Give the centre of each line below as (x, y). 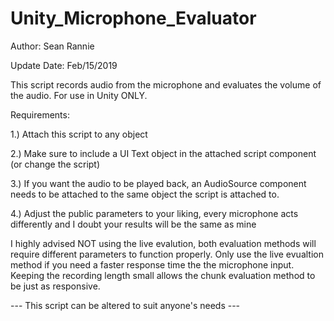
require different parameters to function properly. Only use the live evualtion (167, 254)
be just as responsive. (55, 286)
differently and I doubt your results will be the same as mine (133, 224)
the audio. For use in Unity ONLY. (79, 95)
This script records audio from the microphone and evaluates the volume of (166, 84)
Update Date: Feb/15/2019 (64, 65)
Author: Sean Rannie (52, 46)
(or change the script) (55, 164)
